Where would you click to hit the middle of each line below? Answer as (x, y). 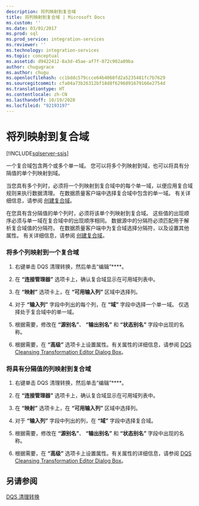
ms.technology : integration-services (53, 50)
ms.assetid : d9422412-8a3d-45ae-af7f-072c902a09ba (70, 61)
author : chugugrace (30, 67)
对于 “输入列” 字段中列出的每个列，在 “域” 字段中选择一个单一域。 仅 (99, 304)
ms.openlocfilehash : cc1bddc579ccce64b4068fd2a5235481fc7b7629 (86, 78)
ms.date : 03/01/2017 (32, 28)
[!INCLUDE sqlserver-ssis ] (38, 154)
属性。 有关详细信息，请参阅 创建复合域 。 (57, 236)
